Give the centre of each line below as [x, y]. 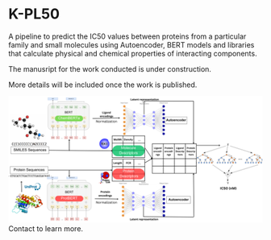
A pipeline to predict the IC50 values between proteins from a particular [127, 36]
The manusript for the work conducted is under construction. [110, 68]
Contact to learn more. [46, 228]
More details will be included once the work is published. [103, 85]
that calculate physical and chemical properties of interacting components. [133, 53]
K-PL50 [34, 14]
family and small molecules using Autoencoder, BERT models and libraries [131, 44]
